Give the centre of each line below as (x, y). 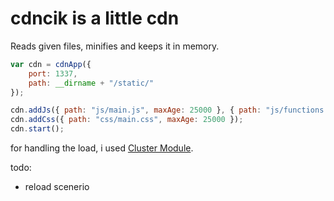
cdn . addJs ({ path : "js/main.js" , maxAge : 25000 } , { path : (136, 110)
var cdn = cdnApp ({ (51, 64)
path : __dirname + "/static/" (91, 83)
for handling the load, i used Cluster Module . (102, 148)
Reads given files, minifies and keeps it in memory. (115, 46)
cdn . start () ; (37, 129)
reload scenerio (57, 187)
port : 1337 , (53, 73)
